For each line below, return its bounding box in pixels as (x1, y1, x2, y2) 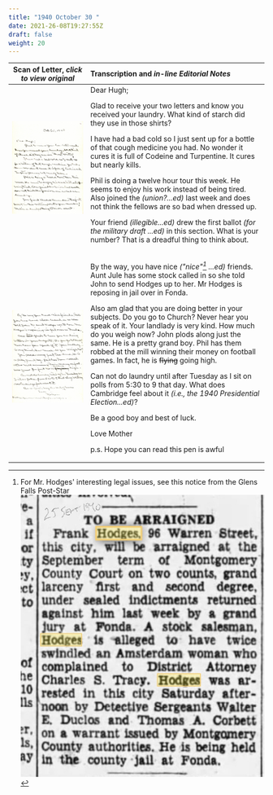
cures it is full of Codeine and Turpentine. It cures (90, 152, 255, 160)
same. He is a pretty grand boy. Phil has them (90, 338, 242, 348)
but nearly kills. (90, 160, 141, 169)
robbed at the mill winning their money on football (90, 346, 256, 356)
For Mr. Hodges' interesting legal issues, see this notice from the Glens (19, 477, 258, 487)
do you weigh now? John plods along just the (90, 329, 241, 339)
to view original (20, 73, 75, 83)
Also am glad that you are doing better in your (90, 303, 243, 313)
